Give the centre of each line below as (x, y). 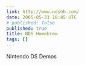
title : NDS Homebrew (32, 34)
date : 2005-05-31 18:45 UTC (42, 17)
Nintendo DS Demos (32, 56)
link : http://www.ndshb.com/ (43, 12)
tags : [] (17, 39)
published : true (27, 28)
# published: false (31, 23)
